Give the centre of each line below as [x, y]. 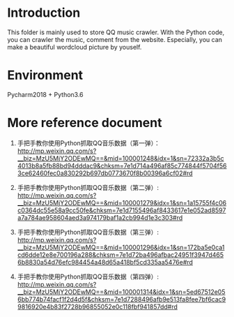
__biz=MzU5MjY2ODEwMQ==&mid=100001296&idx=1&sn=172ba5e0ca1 [121, 247]
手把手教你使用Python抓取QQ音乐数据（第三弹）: [88, 232]
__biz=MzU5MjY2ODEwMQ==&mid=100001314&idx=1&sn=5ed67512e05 [121, 292]
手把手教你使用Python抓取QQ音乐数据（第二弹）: [88, 187]
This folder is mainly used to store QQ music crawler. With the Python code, [116, 32]
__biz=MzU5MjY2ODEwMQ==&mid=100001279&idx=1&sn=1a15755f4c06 [122, 202]
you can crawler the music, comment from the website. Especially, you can [115, 39]
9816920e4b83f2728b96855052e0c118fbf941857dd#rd [97, 307]
